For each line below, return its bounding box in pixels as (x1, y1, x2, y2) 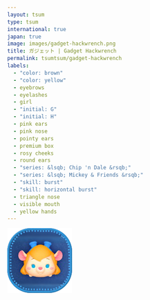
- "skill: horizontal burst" (13, 186, 97, 193)
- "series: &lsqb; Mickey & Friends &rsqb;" (13, 171, 144, 179)
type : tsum (7, 18, 39, 26)
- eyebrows (13, 84, 45, 91)
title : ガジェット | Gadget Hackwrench (7, 48, 117, 55)
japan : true (7, 33, 41, 40)
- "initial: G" (13, 106, 57, 113)
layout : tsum (7, 11, 45, 18)
